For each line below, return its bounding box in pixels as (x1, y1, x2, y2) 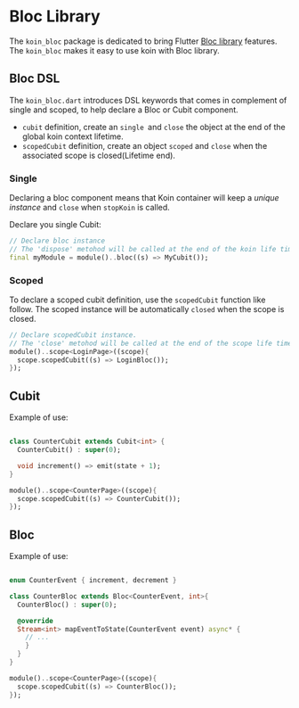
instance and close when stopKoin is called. (9, 202, 171, 213)
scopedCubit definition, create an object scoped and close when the (21, 140, 268, 151)
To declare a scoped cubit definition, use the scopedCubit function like (9, 294, 266, 305)
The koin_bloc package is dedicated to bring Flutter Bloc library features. (9, 36, 278, 46)
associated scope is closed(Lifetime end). (21, 150, 176, 161)
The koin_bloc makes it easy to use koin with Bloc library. (9, 45, 220, 55)
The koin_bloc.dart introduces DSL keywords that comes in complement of (9, 95, 287, 105)
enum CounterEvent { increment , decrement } (9, 576, 177, 585)
